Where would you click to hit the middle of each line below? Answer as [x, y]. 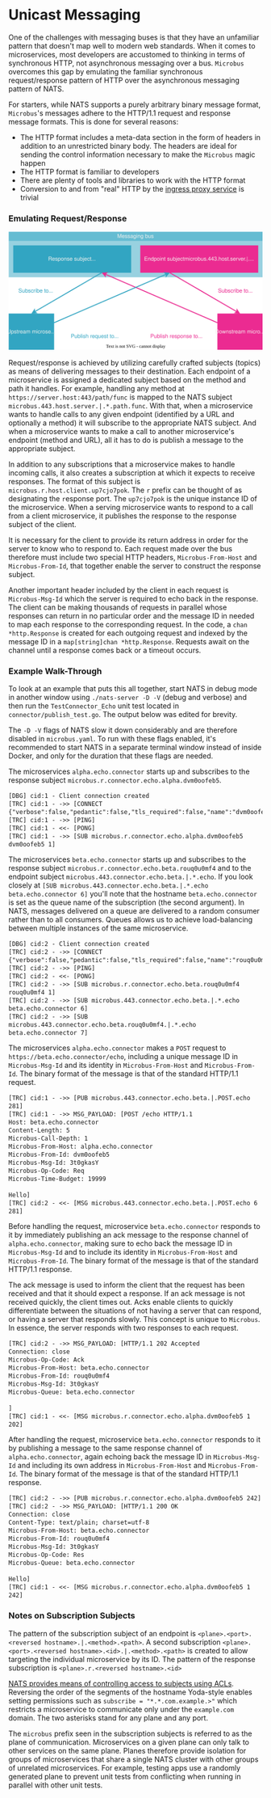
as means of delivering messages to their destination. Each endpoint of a [129, 371]
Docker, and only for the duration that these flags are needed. [111, 756]
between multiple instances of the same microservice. [98, 928]
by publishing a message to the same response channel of [106, 1448]
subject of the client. [42, 525]
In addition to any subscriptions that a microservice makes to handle [122, 464]
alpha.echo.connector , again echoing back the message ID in [110, 1457]
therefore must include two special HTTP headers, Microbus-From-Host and [133, 557]
